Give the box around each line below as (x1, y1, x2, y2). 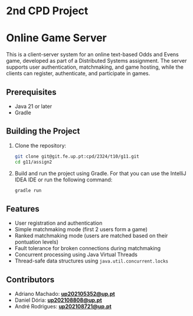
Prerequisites (6, 87, 57, 97)
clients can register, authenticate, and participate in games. (6, 70, 151, 77)
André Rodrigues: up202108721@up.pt (14, 303, 112, 309)
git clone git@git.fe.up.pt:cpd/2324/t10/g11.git (14, 153, 140, 159)
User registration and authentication (14, 219, 103, 226)
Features (6, 203, 40, 214)
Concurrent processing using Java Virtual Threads (14, 251, 138, 258)
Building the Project (6, 126, 80, 136)
